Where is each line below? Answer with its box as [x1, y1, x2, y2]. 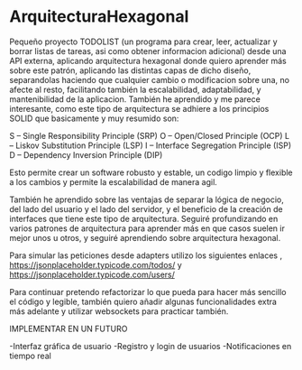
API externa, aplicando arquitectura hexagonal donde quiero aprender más [9, 55, 287, 66]
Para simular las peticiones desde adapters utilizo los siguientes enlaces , [9, 250, 282, 261]
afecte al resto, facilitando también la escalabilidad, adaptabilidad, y [9, 84, 261, 95]
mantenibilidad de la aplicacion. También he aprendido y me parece [9, 93, 261, 105]
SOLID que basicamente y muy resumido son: [9, 113, 179, 124]
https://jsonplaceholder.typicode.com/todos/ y [9, 259, 182, 270]
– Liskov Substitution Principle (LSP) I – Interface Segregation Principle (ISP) [9, 140, 292, 151]
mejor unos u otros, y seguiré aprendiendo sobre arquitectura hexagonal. [9, 232, 281, 243]
